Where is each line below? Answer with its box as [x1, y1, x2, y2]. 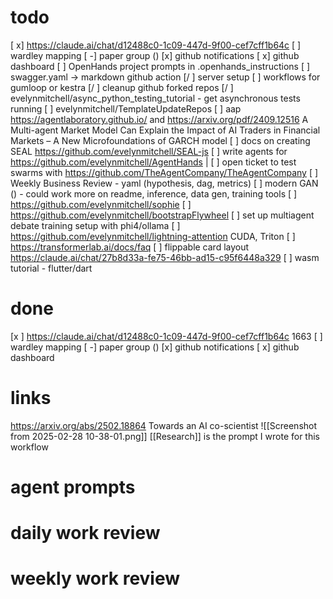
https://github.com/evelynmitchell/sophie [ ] [10, 198, 192, 210]
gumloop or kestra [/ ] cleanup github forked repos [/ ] [10, 81, 234, 93]
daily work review [10, 522, 161, 545]
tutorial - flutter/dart [10, 262, 93, 274]
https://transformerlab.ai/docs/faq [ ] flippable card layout [10, 241, 250, 253]
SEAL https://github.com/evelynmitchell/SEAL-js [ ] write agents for [10, 145, 288, 157]
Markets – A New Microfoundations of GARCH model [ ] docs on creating [10, 134, 311, 146]
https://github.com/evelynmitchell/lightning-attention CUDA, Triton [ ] [10, 230, 296, 242]
